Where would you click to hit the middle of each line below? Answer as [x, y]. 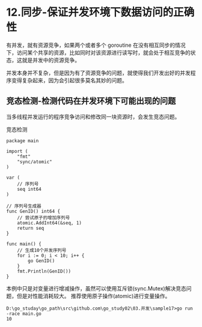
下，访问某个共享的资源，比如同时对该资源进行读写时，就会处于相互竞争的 [98, 52]
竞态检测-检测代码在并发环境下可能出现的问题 [91, 101]
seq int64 [29, 189]
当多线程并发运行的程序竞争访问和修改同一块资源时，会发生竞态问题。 [93, 116]
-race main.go [24, 313]
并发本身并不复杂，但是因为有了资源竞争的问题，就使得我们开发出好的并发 [98, 73]
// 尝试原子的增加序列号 [44, 217]
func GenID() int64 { [33, 211]
